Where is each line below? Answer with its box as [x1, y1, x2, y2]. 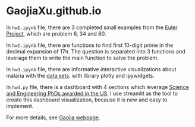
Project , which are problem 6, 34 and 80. [6, 30, 106, 37]
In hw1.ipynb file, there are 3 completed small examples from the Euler [6, 24, 178, 31]
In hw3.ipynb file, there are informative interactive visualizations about [6, 65, 177, 72]
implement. [6, 102, 34, 109]
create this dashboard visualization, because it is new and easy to [6, 96, 168, 103]
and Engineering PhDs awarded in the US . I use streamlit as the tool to [6, 90, 178, 97]
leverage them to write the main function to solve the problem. [6, 54, 159, 61]
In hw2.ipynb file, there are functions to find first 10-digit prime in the [6, 42, 174, 49]
